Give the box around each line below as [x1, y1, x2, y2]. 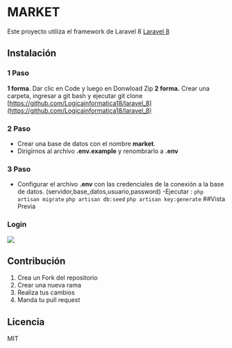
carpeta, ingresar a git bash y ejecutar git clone [7, 91, 143, 100]
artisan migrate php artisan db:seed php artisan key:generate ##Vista [17, 195, 226, 203]
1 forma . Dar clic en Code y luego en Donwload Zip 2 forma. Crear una [7, 84, 210, 93]
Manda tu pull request [17, 296, 81, 304]
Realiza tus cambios [17, 288, 75, 296]
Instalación [7, 47, 57, 59]
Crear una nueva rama [17, 281, 82, 290]
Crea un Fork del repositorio [17, 274, 98, 282]
